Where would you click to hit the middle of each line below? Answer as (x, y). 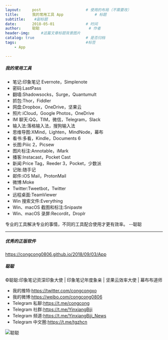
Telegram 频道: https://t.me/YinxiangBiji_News (59, 315)
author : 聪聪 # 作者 (53, 29)
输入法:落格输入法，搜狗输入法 (44, 125)
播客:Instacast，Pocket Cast (41, 157)
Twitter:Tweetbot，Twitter (39, 188)
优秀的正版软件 (20, 241)
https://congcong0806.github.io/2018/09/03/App (56, 254)
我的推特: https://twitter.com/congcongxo (54, 290)
